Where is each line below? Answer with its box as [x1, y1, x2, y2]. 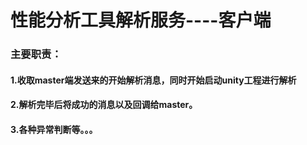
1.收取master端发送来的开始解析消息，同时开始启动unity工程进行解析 [10, 74, 297, 86]
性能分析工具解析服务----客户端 [10, 9, 272, 32]
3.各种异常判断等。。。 [10, 123, 98, 135]
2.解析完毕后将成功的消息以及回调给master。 [10, 99, 198, 111]
